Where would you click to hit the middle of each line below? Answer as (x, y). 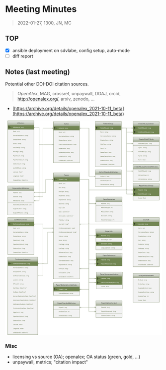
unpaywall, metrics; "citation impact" (50, 362)
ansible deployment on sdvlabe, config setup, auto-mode (71, 50)
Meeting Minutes (41, 9)
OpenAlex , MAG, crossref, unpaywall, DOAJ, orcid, (69, 93)
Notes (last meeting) (38, 72)
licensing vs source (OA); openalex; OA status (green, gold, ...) (76, 357)
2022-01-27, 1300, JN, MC (44, 23)
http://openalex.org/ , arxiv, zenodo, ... (56, 99)
